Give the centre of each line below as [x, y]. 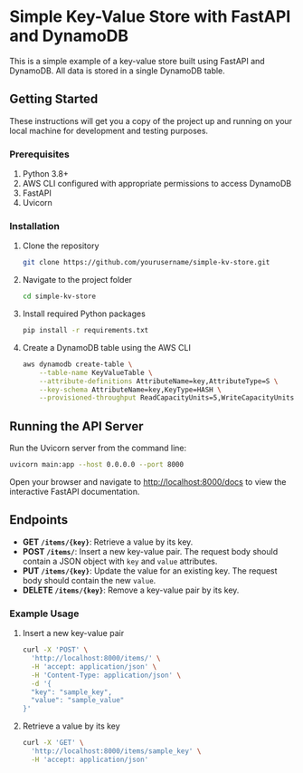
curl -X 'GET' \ [53, 743]
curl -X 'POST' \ [55, 650]
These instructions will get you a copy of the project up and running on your [151, 121]
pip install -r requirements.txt [85, 331]
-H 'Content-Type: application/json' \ [106, 675]
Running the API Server [76, 426]
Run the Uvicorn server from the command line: [98, 448]
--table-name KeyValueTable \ [96, 372]
